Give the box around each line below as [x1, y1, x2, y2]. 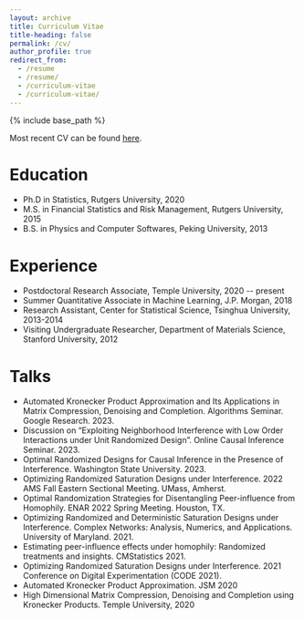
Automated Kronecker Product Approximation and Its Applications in [22, 396, 280, 407]
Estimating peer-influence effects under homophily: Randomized [22, 542, 267, 552]
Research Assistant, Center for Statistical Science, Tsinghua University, [22, 304, 291, 315]
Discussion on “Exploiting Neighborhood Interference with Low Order [22, 425, 284, 436]
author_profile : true [9, 47, 92, 57]
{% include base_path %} [9, 115, 106, 126]
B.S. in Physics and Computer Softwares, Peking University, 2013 [22, 223, 268, 234]
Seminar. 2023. [22, 444, 80, 456]
